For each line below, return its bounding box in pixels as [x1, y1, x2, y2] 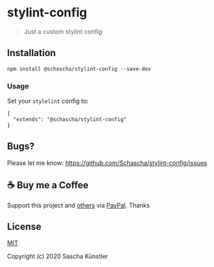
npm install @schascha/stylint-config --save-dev [7, 65, 152, 73]
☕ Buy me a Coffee [7, 179, 89, 191]
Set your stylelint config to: [7, 97, 89, 105]
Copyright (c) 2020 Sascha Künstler [7, 252, 109, 261]
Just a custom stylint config [23, 27, 103, 36]
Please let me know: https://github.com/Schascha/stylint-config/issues [7, 159, 207, 167]
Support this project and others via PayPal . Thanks [7, 201, 150, 209]
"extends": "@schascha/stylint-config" [13, 116, 127, 123]
